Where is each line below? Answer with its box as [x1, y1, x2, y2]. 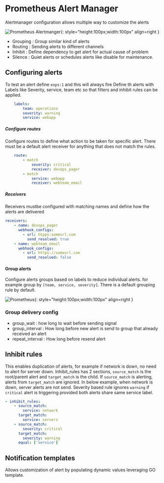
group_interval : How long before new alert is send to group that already [12, 325, 158, 331]
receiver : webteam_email [31, 180, 82, 185]
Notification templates [5, 454, 75, 462]
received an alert [12, 331, 47, 337]
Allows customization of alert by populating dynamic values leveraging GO [5, 467, 156, 473]
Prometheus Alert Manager [5, 3, 119, 14]
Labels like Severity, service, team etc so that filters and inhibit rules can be [5, 87, 158, 93]
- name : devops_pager [14, 223, 58, 228]
